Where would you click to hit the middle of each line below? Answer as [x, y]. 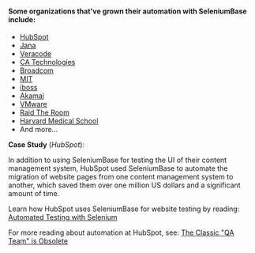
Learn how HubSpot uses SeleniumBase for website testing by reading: [124, 209]
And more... [39, 130]
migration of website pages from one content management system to [121, 177]
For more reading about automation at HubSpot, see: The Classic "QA [121, 232]
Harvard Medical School [59, 121]
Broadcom [36, 70]
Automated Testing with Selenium [63, 217]
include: [22, 19]
